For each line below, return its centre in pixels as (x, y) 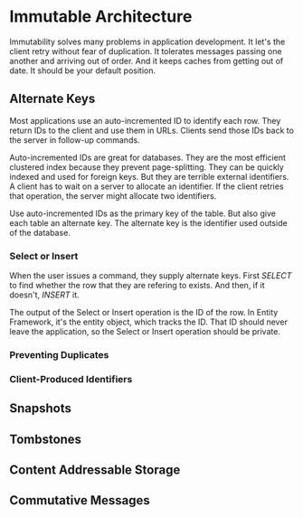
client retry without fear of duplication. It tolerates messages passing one (146, 51)
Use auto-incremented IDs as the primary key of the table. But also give (142, 213)
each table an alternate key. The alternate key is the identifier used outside (148, 222)
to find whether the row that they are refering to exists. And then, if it (137, 286)
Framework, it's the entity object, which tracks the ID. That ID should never (148, 322)
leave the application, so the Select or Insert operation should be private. (145, 332)
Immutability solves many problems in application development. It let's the (147, 42)
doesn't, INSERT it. (44, 295)
